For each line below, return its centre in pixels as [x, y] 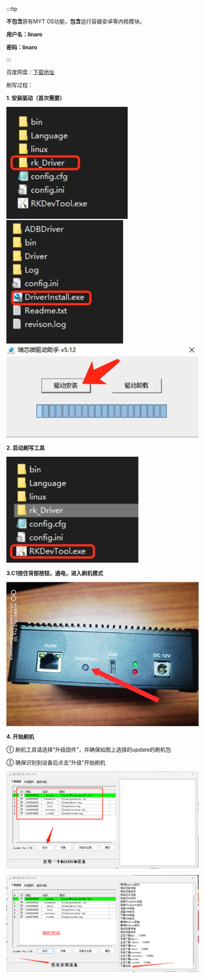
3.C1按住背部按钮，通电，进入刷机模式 [55, 573]
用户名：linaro [24, 34]
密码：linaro [22, 47]
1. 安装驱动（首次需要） [36, 98]
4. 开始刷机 [20, 737]
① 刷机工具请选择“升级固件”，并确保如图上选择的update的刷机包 [89, 750]
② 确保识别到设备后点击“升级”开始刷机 [56, 763]
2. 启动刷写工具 [26, 448]
